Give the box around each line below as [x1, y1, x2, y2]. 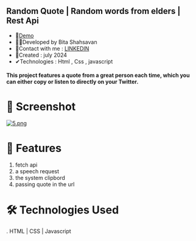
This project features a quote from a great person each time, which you [6, 71, 190, 79]
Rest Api [6, 16, 40, 26]
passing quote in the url [15, 181, 75, 188]
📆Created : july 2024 [15, 51, 68, 59]
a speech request [15, 168, 60, 175]
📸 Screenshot [6, 99, 76, 113]
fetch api [15, 161, 38, 168]
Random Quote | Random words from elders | [6, 6, 181, 16]
